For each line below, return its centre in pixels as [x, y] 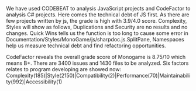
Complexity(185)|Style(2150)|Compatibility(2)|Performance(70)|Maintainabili [98, 76]
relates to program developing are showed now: [64, 69]
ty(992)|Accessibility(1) [34, 82]
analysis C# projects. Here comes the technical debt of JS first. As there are [98, 15]
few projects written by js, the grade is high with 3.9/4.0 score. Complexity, [97, 21]
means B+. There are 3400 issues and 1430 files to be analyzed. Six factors [97, 63]
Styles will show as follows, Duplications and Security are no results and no [97, 27]
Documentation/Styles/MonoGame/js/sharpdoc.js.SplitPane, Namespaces [95, 39]
